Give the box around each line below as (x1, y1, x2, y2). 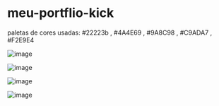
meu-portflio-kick (7, 5, 114, 21)
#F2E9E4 (7, 35, 35, 44)
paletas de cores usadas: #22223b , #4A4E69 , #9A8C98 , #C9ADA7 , (7, 28, 213, 37)
